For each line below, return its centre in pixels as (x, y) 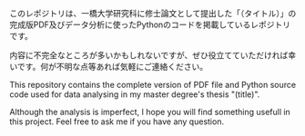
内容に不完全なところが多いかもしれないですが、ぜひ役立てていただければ (149, 55)
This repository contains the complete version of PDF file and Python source (153, 85)
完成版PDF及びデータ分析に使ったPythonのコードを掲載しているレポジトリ (150, 24)
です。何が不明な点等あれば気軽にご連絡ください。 (112, 67)
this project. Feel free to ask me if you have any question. (117, 121)
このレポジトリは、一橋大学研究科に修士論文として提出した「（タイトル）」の (153, 13)
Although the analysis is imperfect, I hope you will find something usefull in (150, 112)
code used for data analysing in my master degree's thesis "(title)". (135, 94)
